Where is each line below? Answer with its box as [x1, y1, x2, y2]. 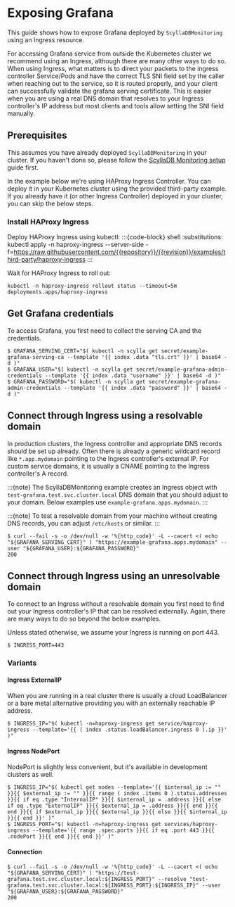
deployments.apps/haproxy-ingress [7, 288, 109, 296]
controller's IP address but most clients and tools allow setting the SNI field [7, 101, 224, 110]
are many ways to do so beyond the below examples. [7, 614, 161, 623]
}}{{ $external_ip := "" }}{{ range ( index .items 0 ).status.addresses [7, 789, 228, 797]
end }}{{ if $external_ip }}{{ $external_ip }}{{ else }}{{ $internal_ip [7, 808, 228, 816]
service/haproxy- [157, 720, 209, 727]
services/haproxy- [163, 820, 218, 827]
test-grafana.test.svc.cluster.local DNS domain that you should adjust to [7, 490, 229, 499]
